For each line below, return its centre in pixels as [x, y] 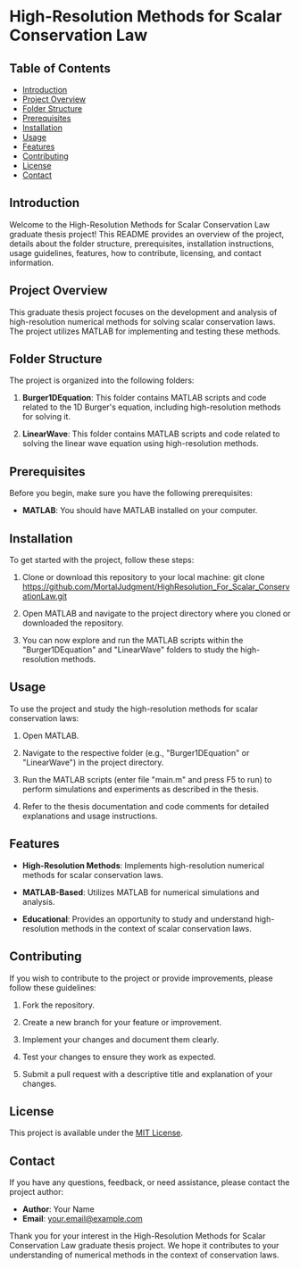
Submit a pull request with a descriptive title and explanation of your [147, 1074]
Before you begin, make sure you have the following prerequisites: [131, 493]
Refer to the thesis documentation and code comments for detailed [146, 806]
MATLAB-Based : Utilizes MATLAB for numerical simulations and [141, 892]
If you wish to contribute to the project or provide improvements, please [142, 978]
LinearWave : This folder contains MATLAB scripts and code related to [151, 434]
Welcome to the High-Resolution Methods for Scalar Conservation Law [140, 224]
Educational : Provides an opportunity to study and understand [137, 919]
